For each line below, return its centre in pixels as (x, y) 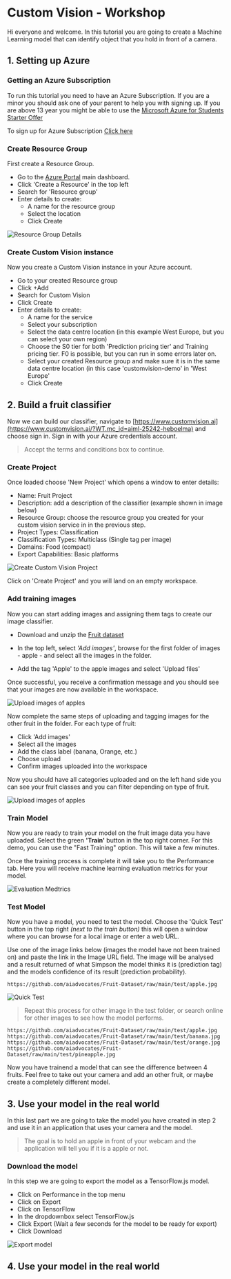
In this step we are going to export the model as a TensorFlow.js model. (108, 1181)
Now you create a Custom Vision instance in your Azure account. (100, 268)
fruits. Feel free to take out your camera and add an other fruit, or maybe (110, 1075)
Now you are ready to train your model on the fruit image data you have (109, 833)
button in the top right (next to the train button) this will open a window (108, 929)
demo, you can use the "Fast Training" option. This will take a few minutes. (113, 847)
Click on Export (39, 1202)
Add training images (42, 599)
